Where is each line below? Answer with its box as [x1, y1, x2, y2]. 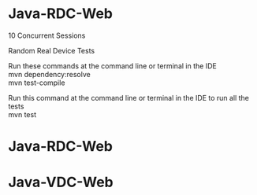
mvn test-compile [8, 78, 65, 87]
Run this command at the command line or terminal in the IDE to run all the [8, 93, 250, 102]
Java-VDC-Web [8, 174, 114, 191]
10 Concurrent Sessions [8, 31, 86, 40]
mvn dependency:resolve [8, 69, 91, 79]
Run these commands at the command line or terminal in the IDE [8, 61, 217, 71]
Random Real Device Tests [8, 46, 95, 55]
